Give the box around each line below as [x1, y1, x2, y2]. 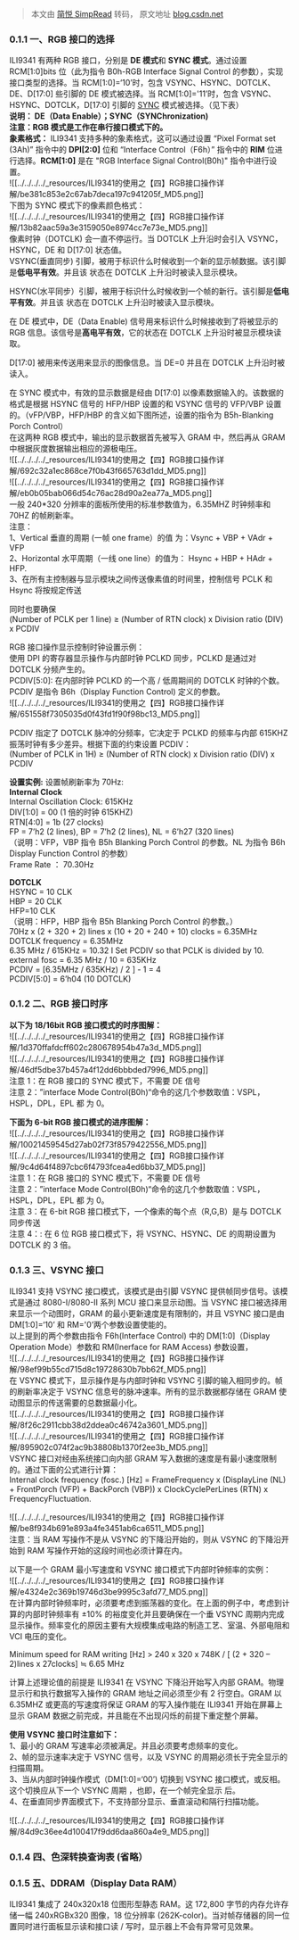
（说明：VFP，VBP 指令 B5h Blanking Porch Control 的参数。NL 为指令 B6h [9, 837, 286, 848]
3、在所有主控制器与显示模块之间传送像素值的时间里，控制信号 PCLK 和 [9, 574, 273, 584]
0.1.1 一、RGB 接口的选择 [9, 33, 115, 46]
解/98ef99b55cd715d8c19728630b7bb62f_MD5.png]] [9, 1364, 206, 1374]
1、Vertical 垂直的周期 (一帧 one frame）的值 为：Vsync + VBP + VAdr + [9, 533, 274, 543]
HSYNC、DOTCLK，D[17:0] [9, 100, 110, 111]
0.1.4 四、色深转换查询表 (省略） [9, 1851, 149, 1863]
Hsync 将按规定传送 [9, 584, 82, 596]
